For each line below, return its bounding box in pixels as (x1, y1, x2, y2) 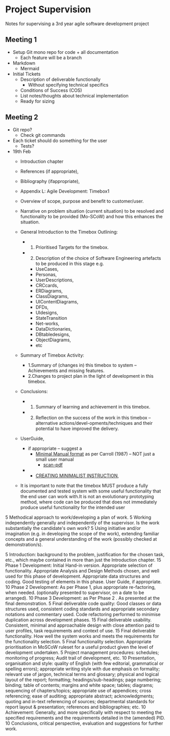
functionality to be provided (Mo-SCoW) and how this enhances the (20, 213, 163, 219)
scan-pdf (43, 461, 63, 467)
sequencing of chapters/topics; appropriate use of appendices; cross (5, 687, 152, 693)
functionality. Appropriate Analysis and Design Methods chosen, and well (5, 567, 160, 574)
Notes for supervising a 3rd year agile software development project (5, 21, 149, 27)
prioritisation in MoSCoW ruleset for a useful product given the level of (5, 644, 154, 650)
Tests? (20, 142, 35, 149)
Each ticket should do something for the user (12, 137, 108, 144)
